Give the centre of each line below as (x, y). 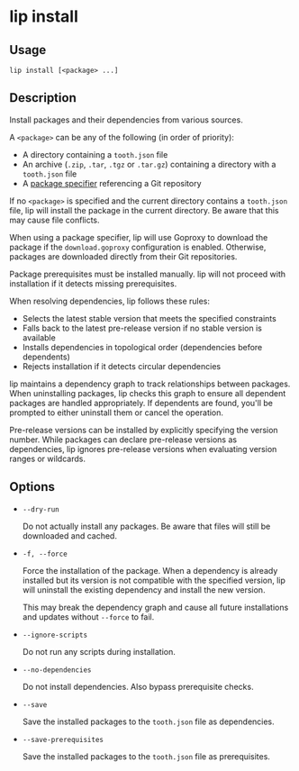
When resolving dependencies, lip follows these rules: (109, 301)
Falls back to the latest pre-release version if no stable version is (142, 328)
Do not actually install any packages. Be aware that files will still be (146, 526)
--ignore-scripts (55, 635)
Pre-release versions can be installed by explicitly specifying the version (144, 430)
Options (32, 487)
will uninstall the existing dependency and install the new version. (144, 590)
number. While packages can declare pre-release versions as (123, 440)
